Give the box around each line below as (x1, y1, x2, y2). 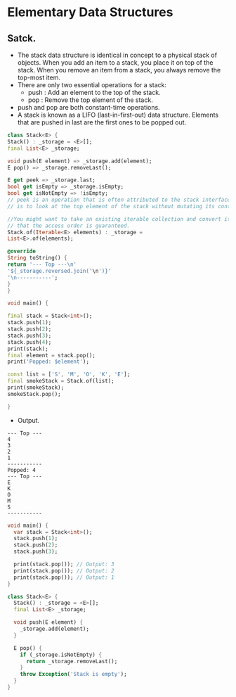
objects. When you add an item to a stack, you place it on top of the (17, 58, 214, 67)
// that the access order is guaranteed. (7, 222, 131, 229)
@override (7, 248, 37, 255)
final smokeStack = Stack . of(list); (7, 378, 114, 385)
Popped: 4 (7, 466, 37, 473)
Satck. (7, 32, 37, 44)
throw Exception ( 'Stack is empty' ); (20, 671, 128, 678)
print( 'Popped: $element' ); (7, 358, 90, 366)
